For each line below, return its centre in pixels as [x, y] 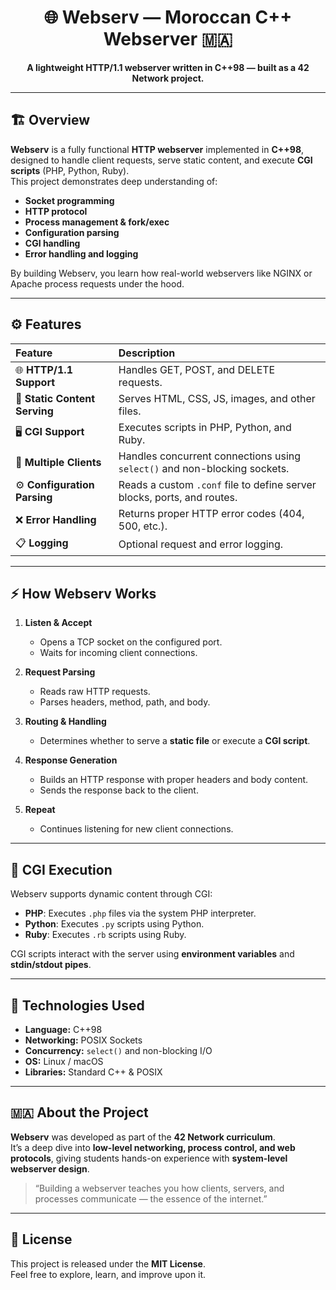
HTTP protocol [56, 211]
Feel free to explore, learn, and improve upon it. [108, 1274]
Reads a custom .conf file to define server [217, 484]
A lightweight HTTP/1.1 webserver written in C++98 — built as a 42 [168, 67]
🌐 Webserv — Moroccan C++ [168, 17]
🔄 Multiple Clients [58, 462]
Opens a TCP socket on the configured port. [131, 642]
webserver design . [50, 1168]
